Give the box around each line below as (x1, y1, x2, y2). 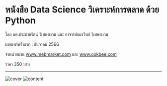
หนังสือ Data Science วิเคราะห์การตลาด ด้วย (5, 4, 159, 15)
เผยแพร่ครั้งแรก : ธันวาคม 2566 (5, 41, 60, 47)
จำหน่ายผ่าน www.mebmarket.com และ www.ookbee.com (5, 51, 117, 57)
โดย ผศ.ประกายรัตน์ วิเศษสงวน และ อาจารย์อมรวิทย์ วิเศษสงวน (5, 31, 109, 37)
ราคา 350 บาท (5, 61, 30, 67)
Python (5, 15, 36, 26)
